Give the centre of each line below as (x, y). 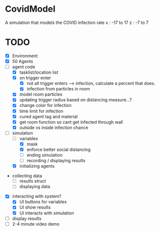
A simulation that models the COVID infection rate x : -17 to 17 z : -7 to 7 (77, 22)
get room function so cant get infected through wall (71, 122)
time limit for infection (41, 111)
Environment (25, 56)
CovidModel (30, 9)
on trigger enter (35, 78)
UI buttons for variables (43, 202)
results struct (33, 181)
